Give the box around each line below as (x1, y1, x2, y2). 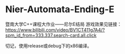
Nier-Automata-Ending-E (5, 4, 115, 15)
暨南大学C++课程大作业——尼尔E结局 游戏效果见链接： (5, 21, 122, 27)
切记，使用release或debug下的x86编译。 (5, 42, 92, 49)
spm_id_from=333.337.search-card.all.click (5, 32, 97, 38)
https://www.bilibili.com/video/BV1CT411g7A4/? (5, 26, 105, 33)
